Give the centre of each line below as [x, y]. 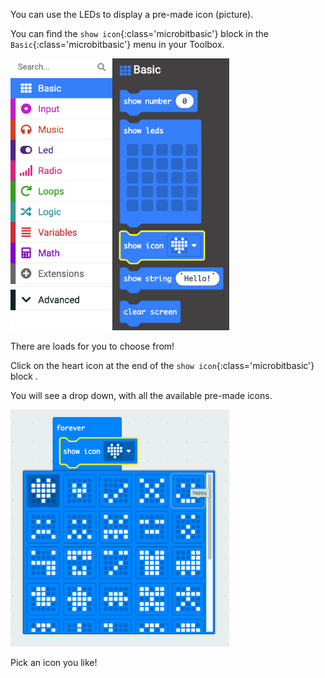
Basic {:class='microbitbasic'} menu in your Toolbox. [117, 44]
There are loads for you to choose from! [92, 346]
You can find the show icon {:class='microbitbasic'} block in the [139, 33]
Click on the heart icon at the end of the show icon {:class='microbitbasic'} [162, 365]
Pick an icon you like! [54, 663]
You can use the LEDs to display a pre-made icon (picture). [132, 14]
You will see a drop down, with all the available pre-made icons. [141, 395]
